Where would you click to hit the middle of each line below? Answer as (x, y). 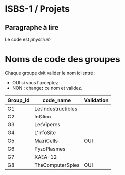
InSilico (43, 117)
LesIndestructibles (56, 109)
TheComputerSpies (57, 165)
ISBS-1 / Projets (38, 9)
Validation (96, 100)
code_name (57, 100)
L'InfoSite (45, 132)
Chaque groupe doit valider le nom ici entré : (50, 73)
